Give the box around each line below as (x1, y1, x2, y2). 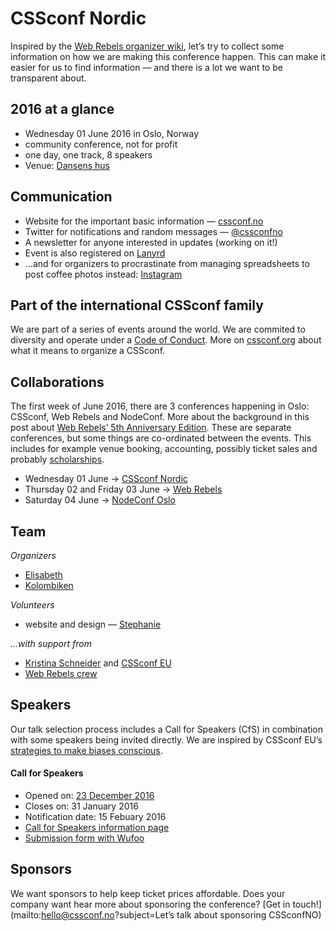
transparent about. (10, 72, 87, 84)
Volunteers (10, 599, 55, 611)
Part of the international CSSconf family (10, 297, 264, 314)
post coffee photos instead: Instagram (24, 268, 183, 280)
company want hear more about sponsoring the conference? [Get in (10, 898, 291, 910)
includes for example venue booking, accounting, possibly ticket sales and (10, 443, 318, 455)
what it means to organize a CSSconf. (10, 345, 166, 357)
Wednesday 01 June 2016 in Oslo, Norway (24, 127, 200, 139)
